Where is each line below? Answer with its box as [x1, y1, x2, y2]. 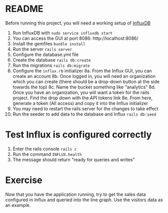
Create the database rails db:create [12, 57, 91, 63]
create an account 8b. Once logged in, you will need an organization [12, 73, 156, 79]
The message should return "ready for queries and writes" [12, 156, 136, 163]
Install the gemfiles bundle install [12, 40, 86, 46]
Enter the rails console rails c [12, 146, 77, 152]
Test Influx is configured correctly [5, 129, 152, 141]
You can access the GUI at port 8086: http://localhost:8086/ [12, 35, 139, 41]
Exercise [5, 174, 43, 186]
